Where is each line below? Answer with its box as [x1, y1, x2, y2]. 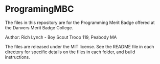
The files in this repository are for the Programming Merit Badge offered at [5, 20, 155, 25]
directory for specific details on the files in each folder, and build [5, 49, 136, 55]
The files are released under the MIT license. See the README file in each [5, 43, 154, 49]
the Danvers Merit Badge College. [5, 24, 73, 30]
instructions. [5, 54, 30, 60]
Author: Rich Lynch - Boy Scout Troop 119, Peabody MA [5, 34, 117, 40]
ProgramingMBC [5, 3, 74, 15]
